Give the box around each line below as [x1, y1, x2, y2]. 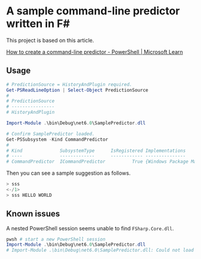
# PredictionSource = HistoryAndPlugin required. [6, 81, 133, 87]
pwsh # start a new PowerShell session [6, 236, 106, 242]
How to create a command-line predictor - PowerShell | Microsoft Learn [6, 48, 184, 55]
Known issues [6, 209, 60, 219]
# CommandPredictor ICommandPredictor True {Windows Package [6, 159, 188, 165]
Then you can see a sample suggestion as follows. [6, 169, 131, 177]
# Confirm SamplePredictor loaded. [6, 130, 95, 137]
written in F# [6, 17, 70, 31]
